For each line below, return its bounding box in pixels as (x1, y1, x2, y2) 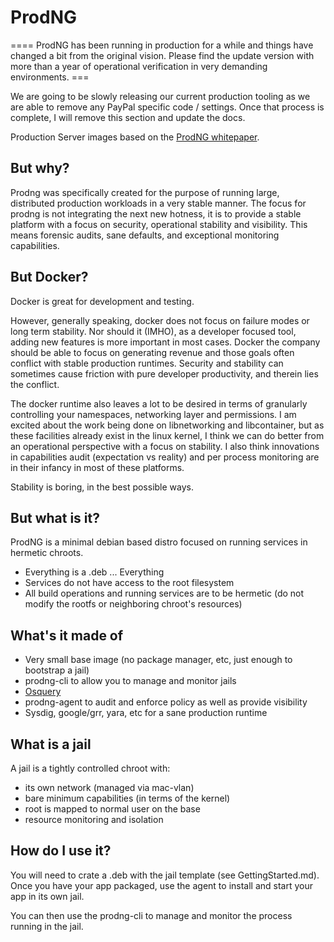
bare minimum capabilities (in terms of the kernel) (24, 792, 231, 804)
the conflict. (10, 378, 60, 390)
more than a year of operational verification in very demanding (10, 60, 268, 72)
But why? (10, 160, 70, 177)
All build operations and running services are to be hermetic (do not (24, 587, 305, 600)
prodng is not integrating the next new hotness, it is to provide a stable (10, 207, 302, 220)
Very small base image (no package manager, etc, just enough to (24, 654, 293, 666)
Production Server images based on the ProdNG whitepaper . (10, 131, 260, 143)
